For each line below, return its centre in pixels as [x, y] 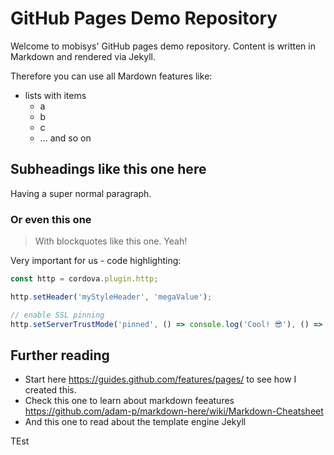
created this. [50, 390]
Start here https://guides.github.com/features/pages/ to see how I [160, 379]
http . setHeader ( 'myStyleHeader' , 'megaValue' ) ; [111, 297]
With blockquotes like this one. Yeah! [111, 241]
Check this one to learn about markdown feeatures [129, 401]
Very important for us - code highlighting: [96, 261]
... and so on [65, 138]
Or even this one [51, 219]
